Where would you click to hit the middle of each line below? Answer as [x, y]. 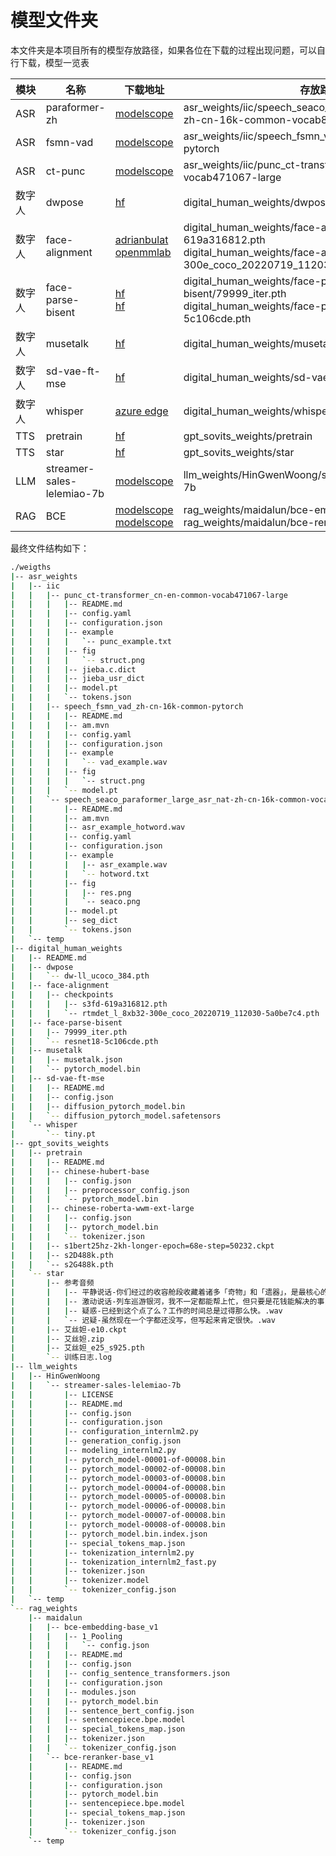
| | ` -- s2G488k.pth [62, 1264]
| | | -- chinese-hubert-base [80, 1171]
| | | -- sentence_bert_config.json [111, 1711]
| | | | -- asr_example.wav [89, 864]
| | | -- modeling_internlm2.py [93, 1451]
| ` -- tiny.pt [53, 1134]
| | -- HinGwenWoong [55, 1376]
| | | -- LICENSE [62, 1394]
